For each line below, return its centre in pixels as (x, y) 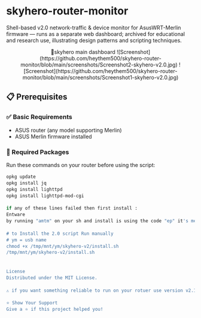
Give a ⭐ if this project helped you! (55, 310)
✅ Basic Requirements (39, 117)
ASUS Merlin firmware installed (53, 137)
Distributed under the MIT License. (52, 278)
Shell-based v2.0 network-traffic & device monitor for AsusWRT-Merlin (94, 28)
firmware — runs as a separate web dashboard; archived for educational (96, 34)
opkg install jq (26, 183)
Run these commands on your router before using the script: (81, 165)
